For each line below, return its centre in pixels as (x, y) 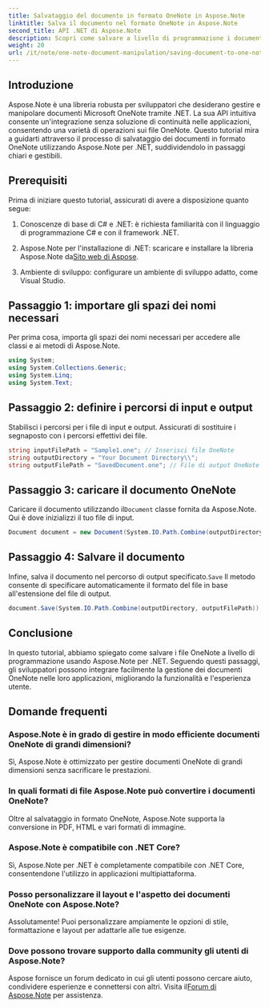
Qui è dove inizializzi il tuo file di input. (71, 518)
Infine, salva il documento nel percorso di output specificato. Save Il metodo (132, 576)
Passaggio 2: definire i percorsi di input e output (131, 408)
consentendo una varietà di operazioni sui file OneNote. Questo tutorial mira (134, 130)
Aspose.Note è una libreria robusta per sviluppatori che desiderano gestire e (134, 104)
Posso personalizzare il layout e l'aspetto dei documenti (119, 894)
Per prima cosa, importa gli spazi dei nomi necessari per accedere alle (124, 338)
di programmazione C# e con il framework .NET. (99, 232)
